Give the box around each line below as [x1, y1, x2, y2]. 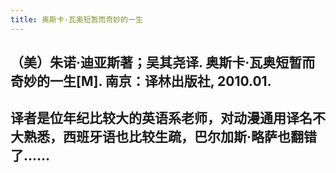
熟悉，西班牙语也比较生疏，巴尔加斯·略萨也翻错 [23, 129, 318, 146]
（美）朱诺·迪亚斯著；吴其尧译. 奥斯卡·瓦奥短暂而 [10, 54, 316, 71]
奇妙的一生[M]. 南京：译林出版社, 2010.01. [10, 73, 272, 90]
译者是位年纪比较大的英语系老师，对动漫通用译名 [10, 110, 313, 127]
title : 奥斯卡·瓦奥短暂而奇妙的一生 [10, 14, 143, 25]
